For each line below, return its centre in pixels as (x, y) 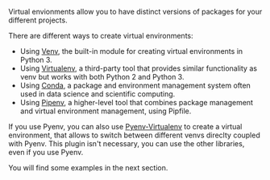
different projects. (38, 20)
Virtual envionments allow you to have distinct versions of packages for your (135, 12)
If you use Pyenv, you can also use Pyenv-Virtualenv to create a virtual (125, 127)
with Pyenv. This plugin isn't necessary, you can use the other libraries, (127, 143)
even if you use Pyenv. (46, 152)
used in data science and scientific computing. (98, 94)
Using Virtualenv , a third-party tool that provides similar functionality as (139, 68)
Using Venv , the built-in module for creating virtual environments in (131, 51)
